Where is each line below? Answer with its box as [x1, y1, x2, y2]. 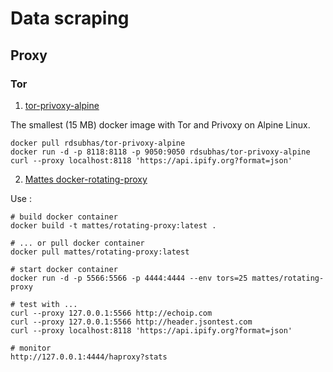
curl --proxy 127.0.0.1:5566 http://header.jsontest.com [10, 317, 253, 327]
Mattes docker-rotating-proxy [24, 173, 148, 185]
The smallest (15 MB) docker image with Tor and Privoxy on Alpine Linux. [10, 118, 311, 131]
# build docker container [10, 212, 118, 222]
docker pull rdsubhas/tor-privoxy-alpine [10, 138, 186, 148]
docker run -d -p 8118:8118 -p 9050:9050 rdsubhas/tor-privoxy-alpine [10, 147, 311, 157]
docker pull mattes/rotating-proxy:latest [10, 247, 190, 257]
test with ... [19, 299, 78, 309]
